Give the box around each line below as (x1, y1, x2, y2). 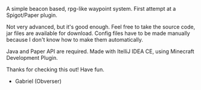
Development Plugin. (6, 54, 59, 61)
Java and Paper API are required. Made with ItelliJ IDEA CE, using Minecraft (6, 48, 194, 55)
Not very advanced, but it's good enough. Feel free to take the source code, (6, 24, 196, 30)
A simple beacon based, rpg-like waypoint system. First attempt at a (6, 5, 176, 12)
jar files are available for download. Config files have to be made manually (6, 30, 190, 37)
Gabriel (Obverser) (14, 78, 62, 85)
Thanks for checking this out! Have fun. (6, 66, 104, 73)
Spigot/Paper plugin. (6, 11, 57, 19)
